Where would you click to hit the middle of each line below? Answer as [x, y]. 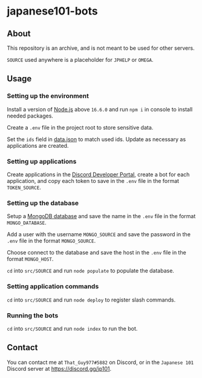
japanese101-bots [53, 11]
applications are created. [38, 145]
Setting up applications [42, 161]
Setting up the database [43, 203]
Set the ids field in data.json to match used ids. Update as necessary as [96, 139]
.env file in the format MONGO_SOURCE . [51, 241]
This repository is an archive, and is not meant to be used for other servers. [101, 48]
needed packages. [30, 116]
